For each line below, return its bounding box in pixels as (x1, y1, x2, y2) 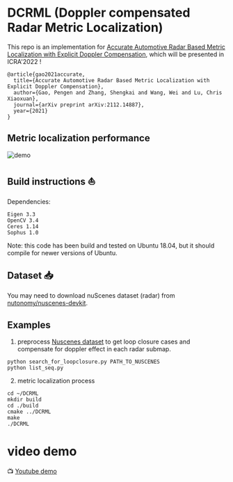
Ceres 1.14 (7, 223, 39, 230)
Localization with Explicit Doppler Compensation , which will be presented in (7, 50, 225, 58)
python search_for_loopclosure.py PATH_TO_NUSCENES (7, 358, 160, 366)
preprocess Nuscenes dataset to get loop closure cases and (17, 337, 191, 346)
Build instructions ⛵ (7, 176, 96, 188)
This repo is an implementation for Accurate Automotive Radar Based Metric (7, 42, 226, 51)
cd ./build (7, 402, 39, 410)
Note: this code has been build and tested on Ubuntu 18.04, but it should (7, 241, 215, 250)
